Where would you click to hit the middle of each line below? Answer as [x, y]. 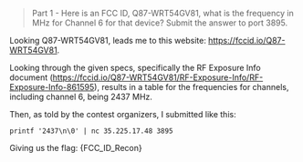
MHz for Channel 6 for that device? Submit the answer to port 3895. [160, 23]
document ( [31, 77]
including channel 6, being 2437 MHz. [81, 96]
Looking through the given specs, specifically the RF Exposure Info [136, 68]
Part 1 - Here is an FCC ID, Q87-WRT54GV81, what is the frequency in [162, 13]
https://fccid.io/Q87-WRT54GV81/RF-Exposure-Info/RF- [158, 77]
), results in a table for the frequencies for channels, [192, 87]
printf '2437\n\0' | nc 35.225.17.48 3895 [91, 131]
